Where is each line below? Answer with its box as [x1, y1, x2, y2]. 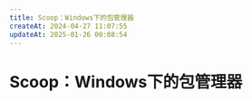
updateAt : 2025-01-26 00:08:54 [9, 30, 128, 39]
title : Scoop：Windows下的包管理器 [9, 13, 134, 23]
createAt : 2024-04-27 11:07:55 [9, 22, 128, 31]
